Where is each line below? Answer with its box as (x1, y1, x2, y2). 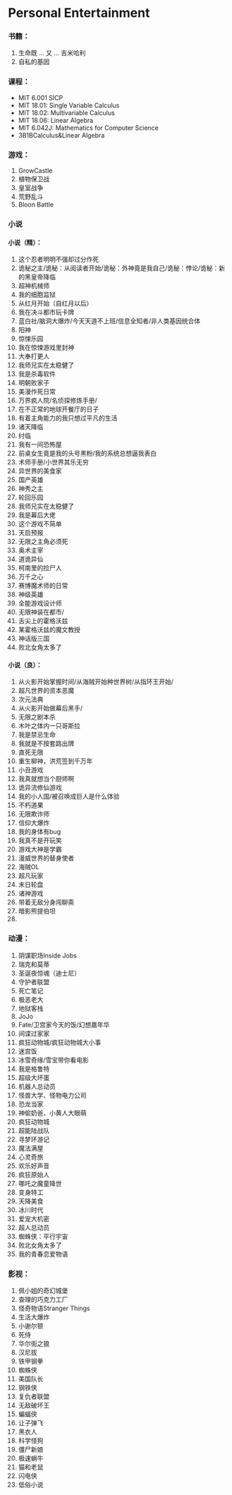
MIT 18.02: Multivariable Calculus (18, 108, 115, 117)
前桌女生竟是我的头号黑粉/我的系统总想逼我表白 (18, 449, 157, 458)
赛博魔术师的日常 (18, 581, 68, 590)
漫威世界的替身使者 (18, 854, 75, 862)
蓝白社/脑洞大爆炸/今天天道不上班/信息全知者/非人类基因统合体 (18, 317, 200, 325)
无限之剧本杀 (18, 713, 56, 721)
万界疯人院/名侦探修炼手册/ (18, 397, 97, 405)
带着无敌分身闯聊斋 (18, 898, 75, 907)
